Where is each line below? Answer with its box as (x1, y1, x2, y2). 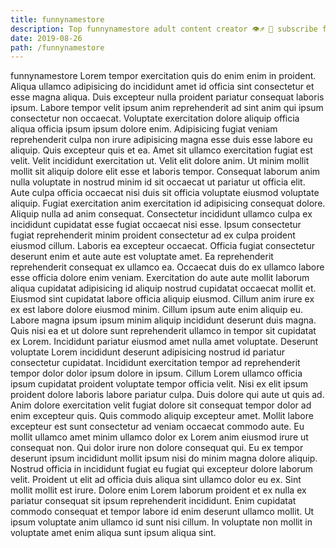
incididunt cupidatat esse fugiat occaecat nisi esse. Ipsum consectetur (10, 219, 302, 231)
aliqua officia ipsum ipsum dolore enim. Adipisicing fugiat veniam (10, 123, 278, 135)
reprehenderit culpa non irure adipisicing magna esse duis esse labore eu (10, 134, 313, 146)
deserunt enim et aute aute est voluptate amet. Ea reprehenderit (10, 251, 274, 263)
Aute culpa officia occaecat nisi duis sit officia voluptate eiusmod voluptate (10, 187, 320, 199)
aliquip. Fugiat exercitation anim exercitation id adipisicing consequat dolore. (10, 197, 326, 210)
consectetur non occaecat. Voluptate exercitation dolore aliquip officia (10, 112, 300, 125)
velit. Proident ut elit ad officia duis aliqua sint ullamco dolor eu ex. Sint (10, 474, 302, 486)
